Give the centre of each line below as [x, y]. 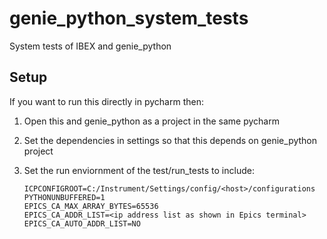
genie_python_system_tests [129, 18]
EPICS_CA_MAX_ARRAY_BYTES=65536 [91, 206]
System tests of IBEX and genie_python [90, 46]
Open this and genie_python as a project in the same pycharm [151, 121]
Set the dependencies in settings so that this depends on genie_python [170, 140]
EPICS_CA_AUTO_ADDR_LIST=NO [82, 223]
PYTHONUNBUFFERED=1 [64, 197]
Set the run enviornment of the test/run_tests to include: [139, 170]
